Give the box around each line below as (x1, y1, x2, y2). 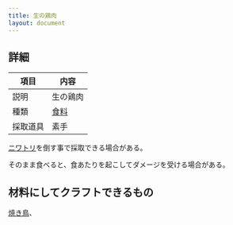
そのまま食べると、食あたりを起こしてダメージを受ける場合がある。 (8, 160, 230, 169)
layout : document (8, 19, 66, 27)
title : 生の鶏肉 (8, 11, 57, 20)
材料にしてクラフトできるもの (8, 185, 154, 199)
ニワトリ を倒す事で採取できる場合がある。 (8, 143, 147, 153)
